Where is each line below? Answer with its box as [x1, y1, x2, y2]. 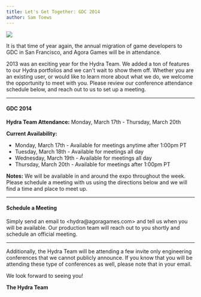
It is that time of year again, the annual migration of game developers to [6, 42, 182, 49]
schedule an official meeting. [6, 230, 78, 238]
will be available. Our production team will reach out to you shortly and [6, 224, 180, 231]
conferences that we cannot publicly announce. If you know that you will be [6, 254, 193, 261]
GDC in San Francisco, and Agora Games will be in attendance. [6, 49, 162, 56]
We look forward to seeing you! [6, 272, 84, 279]
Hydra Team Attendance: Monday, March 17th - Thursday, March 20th [6, 118, 181, 125]
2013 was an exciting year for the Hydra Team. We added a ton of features [6, 60, 190, 67]
